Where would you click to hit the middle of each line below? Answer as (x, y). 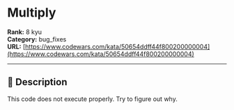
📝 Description (37, 82)
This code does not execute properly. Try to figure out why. (92, 99)
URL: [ (16, 46)
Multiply (32, 13)
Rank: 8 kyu (25, 32)
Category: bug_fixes (37, 39)
